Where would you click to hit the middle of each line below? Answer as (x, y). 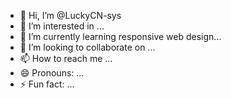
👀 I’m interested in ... (62, 26)
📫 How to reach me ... (66, 58)
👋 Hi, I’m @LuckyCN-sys (70, 15)
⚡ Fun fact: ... (47, 84)
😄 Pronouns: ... (52, 73)
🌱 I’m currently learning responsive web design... (120, 36)
